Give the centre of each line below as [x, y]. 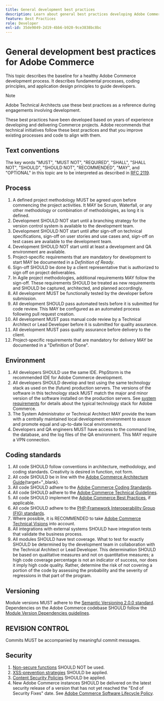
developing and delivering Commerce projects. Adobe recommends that [78, 125]
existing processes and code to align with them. [54, 135]
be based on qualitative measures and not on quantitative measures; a [83, 555]
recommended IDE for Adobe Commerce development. [68, 377]
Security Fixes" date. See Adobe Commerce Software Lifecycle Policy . [83, 693]
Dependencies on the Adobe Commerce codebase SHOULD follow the [76, 608]
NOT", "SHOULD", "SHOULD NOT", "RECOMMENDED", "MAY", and [73, 167]
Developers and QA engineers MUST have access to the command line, [84, 429]
